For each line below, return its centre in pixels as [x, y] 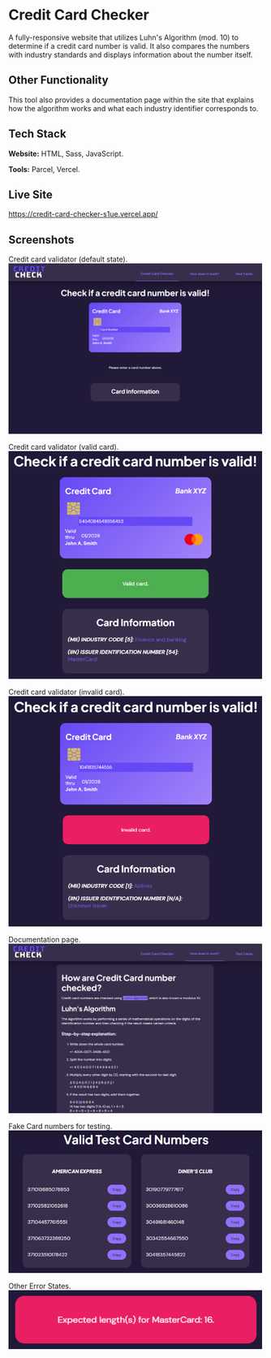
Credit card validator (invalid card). [67, 692]
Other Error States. [40, 1286]
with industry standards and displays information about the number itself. [131, 54]
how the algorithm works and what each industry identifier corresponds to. [133, 108]
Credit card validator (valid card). [64, 447]
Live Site [30, 194]
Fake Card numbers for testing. [60, 1127]
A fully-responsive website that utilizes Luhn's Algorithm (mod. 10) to [124, 37]
